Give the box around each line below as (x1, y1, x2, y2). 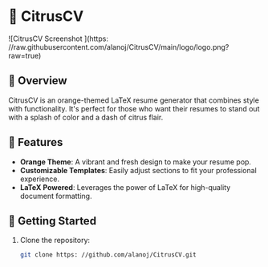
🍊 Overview (8, 74, 67, 87)
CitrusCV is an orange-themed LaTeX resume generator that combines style (8, 95, 259, 105)
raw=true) (8, 51, 42, 60)
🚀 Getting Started (8, 214, 97, 228)
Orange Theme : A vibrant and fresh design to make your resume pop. (19, 156, 251, 167)
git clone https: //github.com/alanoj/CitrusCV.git (19, 251, 197, 259)
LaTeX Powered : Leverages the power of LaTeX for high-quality (19, 182, 231, 192)
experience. (19, 174, 60, 184)
